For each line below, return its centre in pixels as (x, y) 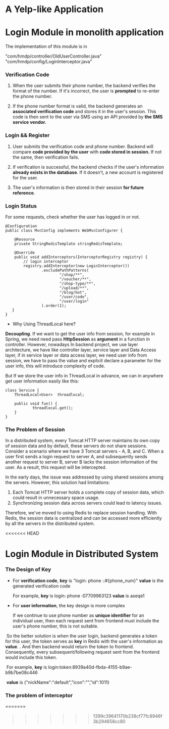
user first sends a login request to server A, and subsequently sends (76, 457)
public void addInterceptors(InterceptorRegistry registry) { (81, 257)
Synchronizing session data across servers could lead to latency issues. (87, 503)
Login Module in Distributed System (82, 554)
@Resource (25, 239)
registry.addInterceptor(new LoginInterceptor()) (76, 266)
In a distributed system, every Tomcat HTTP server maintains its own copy (83, 441)
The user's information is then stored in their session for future (78, 187)
